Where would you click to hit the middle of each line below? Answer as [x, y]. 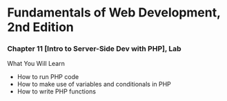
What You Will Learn [36, 64]
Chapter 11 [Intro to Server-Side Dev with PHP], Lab [94, 49]
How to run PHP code [48, 77]
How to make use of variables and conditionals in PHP [94, 85]
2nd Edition [41, 27]
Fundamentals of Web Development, [114, 13]
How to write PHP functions [57, 91]
